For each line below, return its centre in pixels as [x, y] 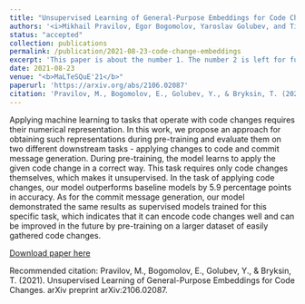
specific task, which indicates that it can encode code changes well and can [152, 216]
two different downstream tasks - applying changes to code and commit [144, 148]
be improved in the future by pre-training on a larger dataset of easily [139, 226]
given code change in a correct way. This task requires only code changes [149, 168]
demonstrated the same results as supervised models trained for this [138, 206]
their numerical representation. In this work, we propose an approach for [145, 129]
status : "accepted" [46, 34]
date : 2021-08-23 [42, 69]
